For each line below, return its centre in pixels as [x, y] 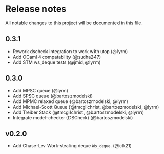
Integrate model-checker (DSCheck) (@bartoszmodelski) [73, 117]
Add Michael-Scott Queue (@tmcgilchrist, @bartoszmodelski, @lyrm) [86, 107]
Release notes [36, 9]
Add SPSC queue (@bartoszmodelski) [53, 96]
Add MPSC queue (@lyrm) [41, 90]
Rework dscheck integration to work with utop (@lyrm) [70, 51]
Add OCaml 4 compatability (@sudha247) [57, 57]
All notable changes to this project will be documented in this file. [74, 23]
